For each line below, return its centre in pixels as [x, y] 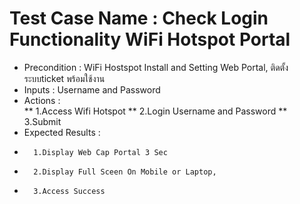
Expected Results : [62, 132]
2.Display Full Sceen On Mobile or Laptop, [125, 172]
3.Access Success [69, 191]
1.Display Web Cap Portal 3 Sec [100, 152]
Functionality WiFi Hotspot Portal [150, 39]
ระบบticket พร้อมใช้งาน [64, 78]
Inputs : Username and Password [92, 89]
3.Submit [42, 121]
